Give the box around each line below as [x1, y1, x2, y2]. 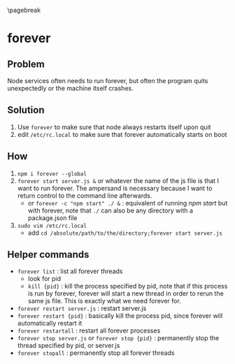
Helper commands [7, 249, 90, 261]
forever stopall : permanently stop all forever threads [17, 349, 175, 357]
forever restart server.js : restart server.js [17, 304, 147, 313]
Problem [7, 58, 45, 70]
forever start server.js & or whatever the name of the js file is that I [17, 176, 219, 184]
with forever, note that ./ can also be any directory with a [27, 206, 194, 214]
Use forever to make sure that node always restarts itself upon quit [17, 122, 211, 131]
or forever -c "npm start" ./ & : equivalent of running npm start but [27, 198, 228, 207]
